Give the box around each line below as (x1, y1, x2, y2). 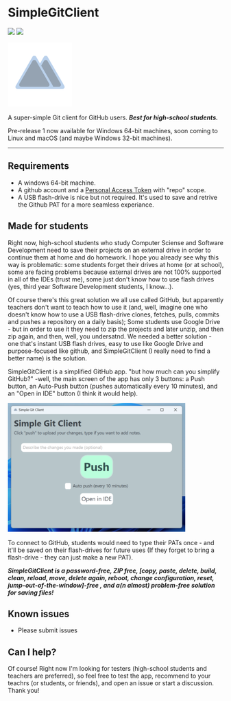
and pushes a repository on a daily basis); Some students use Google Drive (8, 317, 221, 325)
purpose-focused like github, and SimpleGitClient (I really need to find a (8, 347, 211, 355)
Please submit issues (17, 626, 78, 634)
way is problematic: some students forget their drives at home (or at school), (8, 260, 224, 268)
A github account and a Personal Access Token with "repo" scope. (17, 185, 206, 194)
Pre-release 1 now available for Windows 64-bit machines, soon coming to (8, 126, 218, 135)
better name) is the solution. (8, 354, 88, 362)
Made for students (8, 220, 88, 232)
